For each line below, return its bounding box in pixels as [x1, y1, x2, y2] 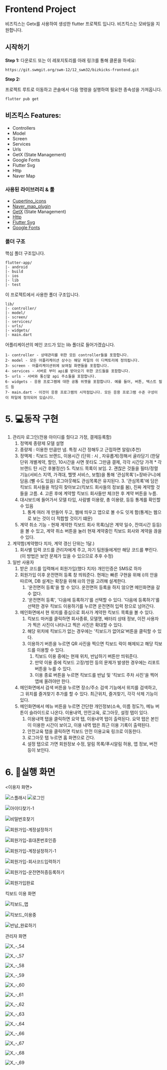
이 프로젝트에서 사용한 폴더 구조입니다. [5, 292, 80, 298]
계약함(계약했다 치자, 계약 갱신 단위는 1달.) [12, 541, 95, 547]
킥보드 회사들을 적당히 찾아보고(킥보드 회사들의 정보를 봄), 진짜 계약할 [19, 484, 155, 490]
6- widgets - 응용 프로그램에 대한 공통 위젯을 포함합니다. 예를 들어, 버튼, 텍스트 [5, 379, 157, 384]
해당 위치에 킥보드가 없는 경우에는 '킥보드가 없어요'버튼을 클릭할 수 [27, 628, 157, 634]
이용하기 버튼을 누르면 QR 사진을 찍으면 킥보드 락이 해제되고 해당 [27, 641, 154, 647]
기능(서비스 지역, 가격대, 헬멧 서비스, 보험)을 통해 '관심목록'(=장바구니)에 [19, 472, 161, 478]
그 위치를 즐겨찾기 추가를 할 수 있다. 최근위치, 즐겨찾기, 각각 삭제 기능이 [19, 691, 158, 697]
